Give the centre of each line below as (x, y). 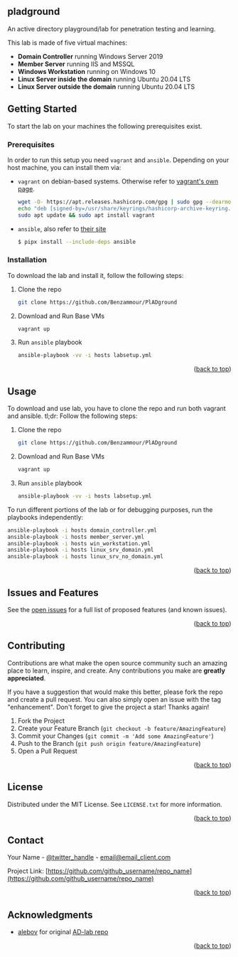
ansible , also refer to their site (62, 229)
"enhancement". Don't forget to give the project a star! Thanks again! (108, 707)
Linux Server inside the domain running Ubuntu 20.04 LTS (104, 79)
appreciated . (27, 678)
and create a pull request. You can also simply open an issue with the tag (114, 699)
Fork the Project (41, 720)
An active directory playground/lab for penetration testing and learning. (112, 28)
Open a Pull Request (48, 751)
